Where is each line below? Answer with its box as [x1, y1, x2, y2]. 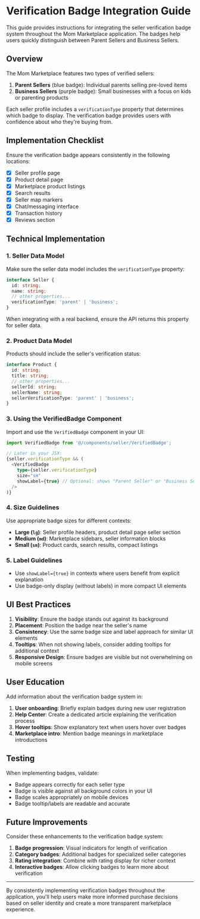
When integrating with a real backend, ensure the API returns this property [6, 315, 189, 323]
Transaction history [14, 209, 62, 216]
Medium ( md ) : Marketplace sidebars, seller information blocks [14, 535, 166, 542]
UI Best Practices [6, 599, 71, 609]
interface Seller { [6, 277, 55, 283]
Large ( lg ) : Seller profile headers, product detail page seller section [14, 528, 181, 536]
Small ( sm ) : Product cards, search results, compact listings [14, 541, 158, 548]
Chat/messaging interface [14, 203, 79, 210]
